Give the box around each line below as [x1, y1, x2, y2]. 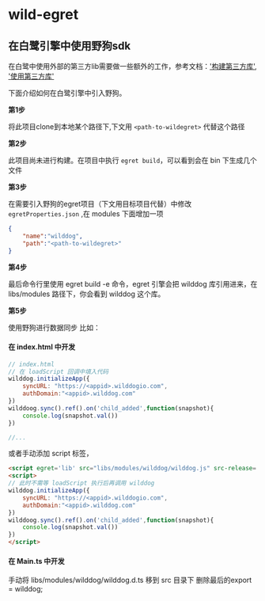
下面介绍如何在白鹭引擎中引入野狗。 [8, 89, 127, 97]
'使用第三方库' [8, 71, 55, 81]
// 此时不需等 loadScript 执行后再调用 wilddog [8, 479, 155, 488]
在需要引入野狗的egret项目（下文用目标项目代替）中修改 [8, 200, 192, 208]
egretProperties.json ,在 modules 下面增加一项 [8, 209, 164, 219]
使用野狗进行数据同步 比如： [8, 322, 100, 332]
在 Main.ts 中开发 [8, 556, 65, 565]
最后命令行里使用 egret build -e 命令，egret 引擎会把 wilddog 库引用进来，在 [8, 279, 258, 288]
